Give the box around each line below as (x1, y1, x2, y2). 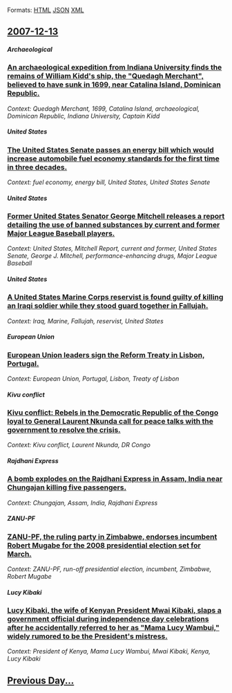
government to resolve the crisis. (7, 425, 121, 435)
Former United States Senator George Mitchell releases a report (7, 211, 225, 221)
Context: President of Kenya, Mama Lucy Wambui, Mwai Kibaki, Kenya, (7, 647, 211, 656)
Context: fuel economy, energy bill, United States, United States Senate (7, 178, 211, 186)
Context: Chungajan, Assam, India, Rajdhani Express (7, 498, 158, 507)
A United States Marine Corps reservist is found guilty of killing (7, 292, 224, 302)
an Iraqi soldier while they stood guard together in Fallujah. (7, 301, 209, 311)
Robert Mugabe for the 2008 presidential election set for (7, 540, 202, 550)
